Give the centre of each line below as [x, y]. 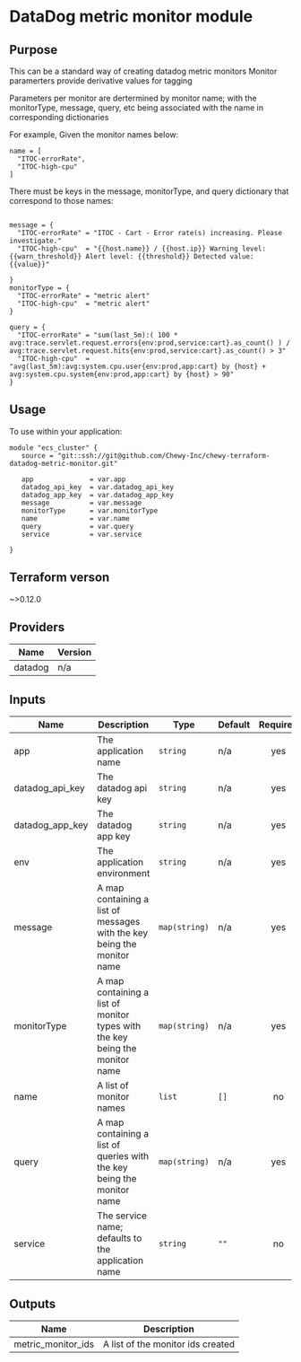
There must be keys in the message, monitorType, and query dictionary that [149, 191]
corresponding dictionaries [59, 117]
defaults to [120, 1238]
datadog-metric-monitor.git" [64, 463]
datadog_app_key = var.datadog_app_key [98, 495]
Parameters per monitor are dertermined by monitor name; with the [133, 98]
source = [37, 455]
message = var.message [82, 503]
